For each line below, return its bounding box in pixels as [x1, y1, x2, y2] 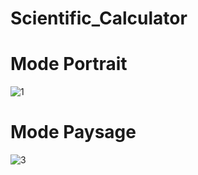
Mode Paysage [10, 121, 137, 144]
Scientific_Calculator [10, 7, 188, 30]
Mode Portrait [10, 53, 128, 76]
